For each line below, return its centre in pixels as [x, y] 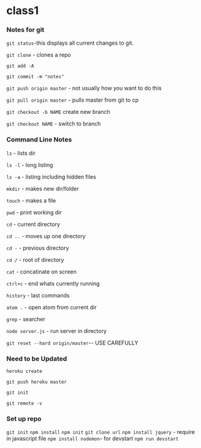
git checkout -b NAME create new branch [58, 112]
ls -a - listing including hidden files [51, 177]
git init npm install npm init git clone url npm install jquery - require [100, 432]
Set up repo [24, 419]
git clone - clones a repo [39, 55]
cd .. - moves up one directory [46, 236]
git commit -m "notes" [35, 77]
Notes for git [25, 30]
